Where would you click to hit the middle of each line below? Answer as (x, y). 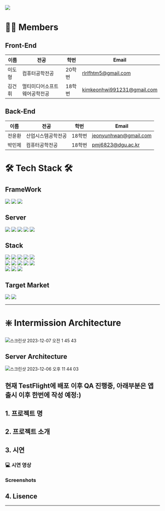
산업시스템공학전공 (47, 136)
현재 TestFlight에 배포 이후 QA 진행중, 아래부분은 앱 (79, 386)
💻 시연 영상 (18, 465)
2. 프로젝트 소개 (27, 432)
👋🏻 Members (32, 27)
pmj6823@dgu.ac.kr (116, 145)
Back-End (20, 112)
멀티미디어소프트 (40, 86)
